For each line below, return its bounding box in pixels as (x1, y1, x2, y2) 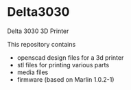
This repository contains (7, 40, 76, 48)
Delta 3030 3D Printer (7, 27, 69, 35)
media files (16, 68, 49, 76)
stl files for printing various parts (16, 60, 110, 69)
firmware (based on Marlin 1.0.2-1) (16, 75, 115, 83)
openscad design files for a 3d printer (16, 53, 124, 62)
